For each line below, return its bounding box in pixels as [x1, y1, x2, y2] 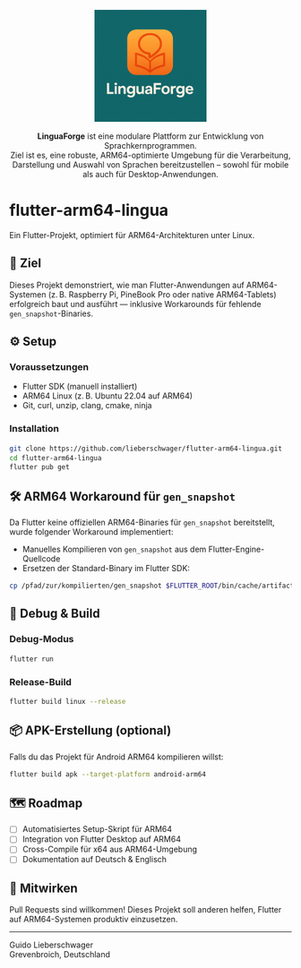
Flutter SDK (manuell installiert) [21, 381, 138, 392]
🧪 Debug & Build [9, 606, 100, 621]
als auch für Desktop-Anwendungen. [82, 169, 219, 179]
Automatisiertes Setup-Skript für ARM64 [21, 824, 173, 835]
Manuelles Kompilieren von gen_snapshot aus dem [21, 544, 207, 555]
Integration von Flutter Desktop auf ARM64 [21, 834, 182, 844]
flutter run [9, 655, 54, 664]
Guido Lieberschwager [9, 939, 94, 950]
